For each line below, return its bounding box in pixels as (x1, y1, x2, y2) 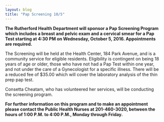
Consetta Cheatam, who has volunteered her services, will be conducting (5, 86, 154, 92)
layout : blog (5, 7, 32, 12)
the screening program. (5, 91, 53, 97)
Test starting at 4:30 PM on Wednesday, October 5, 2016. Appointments (5, 35, 156, 42)
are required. (5, 41, 33, 47)
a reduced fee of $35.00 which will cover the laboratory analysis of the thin (5, 71, 158, 77)
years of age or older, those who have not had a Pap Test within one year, (5, 61, 155, 67)
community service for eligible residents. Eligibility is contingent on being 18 (5, 56, 159, 61)
